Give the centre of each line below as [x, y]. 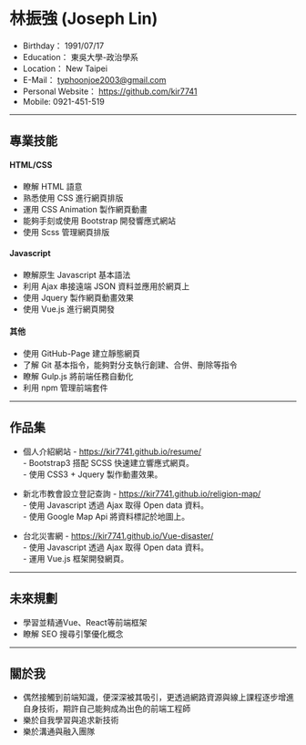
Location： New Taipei [65, 68]
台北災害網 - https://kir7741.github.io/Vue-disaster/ [118, 535]
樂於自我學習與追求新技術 [71, 720]
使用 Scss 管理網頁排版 [66, 232]
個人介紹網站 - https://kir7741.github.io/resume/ [112, 451]
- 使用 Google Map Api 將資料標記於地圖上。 [106, 516]
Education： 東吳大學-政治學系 [81, 57]
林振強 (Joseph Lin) [84, 19]
